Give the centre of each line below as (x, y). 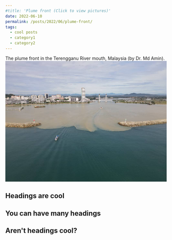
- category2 (23, 43)
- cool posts (24, 32)
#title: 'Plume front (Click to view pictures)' (58, 11)
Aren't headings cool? (41, 231)
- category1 (23, 38)
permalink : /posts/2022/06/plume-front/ (49, 21)
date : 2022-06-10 (24, 16)
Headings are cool (35, 196)
